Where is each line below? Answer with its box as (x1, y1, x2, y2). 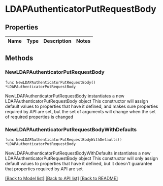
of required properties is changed (5, 114, 73, 120)
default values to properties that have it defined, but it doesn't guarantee (5, 160, 153, 166)
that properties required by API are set (5, 166, 83, 172)
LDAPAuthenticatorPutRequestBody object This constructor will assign (5, 98, 149, 104)
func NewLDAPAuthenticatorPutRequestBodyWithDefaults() (5, 137, 122, 142)
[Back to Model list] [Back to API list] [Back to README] (5, 175, 118, 181)
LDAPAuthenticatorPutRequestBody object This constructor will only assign (5, 155, 159, 161)
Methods (5, 54, 33, 62)
